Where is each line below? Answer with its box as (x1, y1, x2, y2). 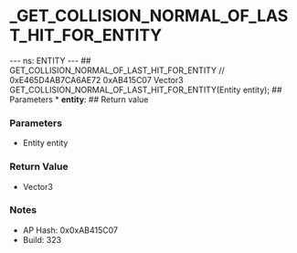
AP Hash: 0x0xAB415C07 (22, 225, 119, 236)
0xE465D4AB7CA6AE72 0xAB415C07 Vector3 (9, 74, 185, 85)
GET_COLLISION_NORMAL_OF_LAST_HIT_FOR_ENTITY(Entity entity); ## (9, 84, 282, 95)
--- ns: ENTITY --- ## (9, 55, 91, 66)
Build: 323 (22, 234, 62, 245)
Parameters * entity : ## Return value (9, 93, 149, 105)
